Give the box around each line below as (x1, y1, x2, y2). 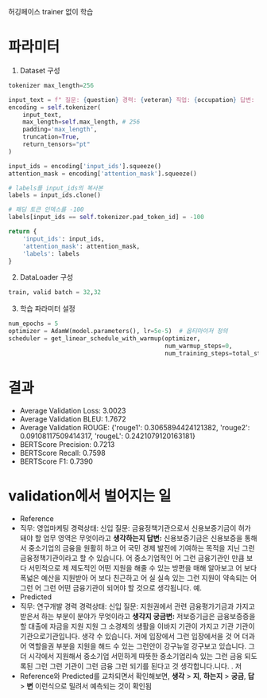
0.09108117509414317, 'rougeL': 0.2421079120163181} (19, 431, 196, 441)
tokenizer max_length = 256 (8, 81, 94, 89)
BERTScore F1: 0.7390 (19, 457, 94, 466)
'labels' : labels (22, 249, 80, 257)
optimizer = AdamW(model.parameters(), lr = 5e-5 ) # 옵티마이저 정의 (8, 327, 228, 335)
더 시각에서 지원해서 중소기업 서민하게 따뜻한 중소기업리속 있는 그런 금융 (19, 651, 243, 661)
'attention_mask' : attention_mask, (22, 242, 141, 250)
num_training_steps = (164, 349, 233, 357)
